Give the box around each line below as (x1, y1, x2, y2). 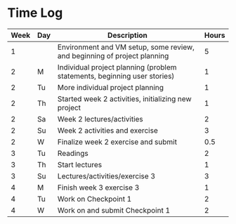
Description (107, 30, 147, 40)
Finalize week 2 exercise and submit (57, 137, 178, 147)
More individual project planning (57, 82, 164, 92)
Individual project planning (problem (57, 62, 177, 72)
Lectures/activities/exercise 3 (57, 171, 156, 180)
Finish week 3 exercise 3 (57, 183, 140, 192)
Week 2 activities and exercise (57, 125, 158, 135)
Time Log (7, 5, 63, 21)
